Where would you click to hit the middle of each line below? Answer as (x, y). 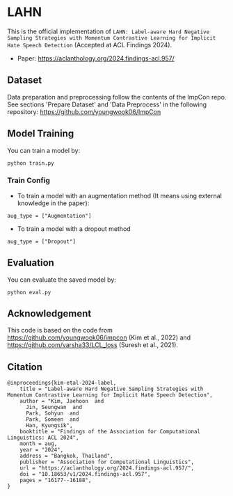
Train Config (29, 180)
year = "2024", (42, 450)
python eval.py (29, 292)
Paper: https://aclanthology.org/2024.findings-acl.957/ (96, 58)
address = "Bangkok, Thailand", (66, 456)
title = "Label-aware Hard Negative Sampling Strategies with (112, 389)
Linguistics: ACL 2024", (43, 438)
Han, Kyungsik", (49, 426)
